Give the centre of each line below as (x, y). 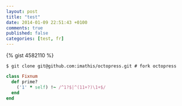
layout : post (22, 11)
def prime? (25, 82)
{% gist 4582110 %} (30, 55)
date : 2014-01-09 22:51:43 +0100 (47, 22)
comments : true (25, 28)
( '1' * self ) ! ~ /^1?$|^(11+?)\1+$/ (61, 87)
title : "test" (23, 17)
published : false (27, 33)
